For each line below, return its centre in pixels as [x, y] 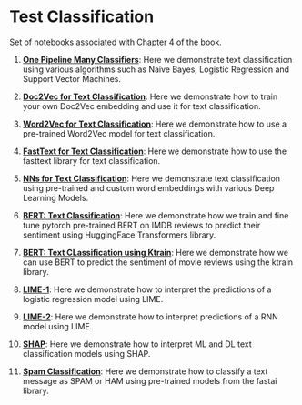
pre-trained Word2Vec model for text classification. [119, 133]
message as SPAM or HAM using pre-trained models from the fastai [150, 380]
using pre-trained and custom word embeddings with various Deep [148, 187]
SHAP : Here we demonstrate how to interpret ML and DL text [137, 344]
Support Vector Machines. [71, 78]
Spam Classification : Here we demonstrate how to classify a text [145, 371]
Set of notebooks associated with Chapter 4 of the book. [116, 42]
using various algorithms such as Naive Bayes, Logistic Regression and [156, 69]
